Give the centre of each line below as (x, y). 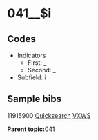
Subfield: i (31, 77)
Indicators (31, 55)
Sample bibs (35, 99)
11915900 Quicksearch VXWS (49, 115)
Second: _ (42, 70)
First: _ (37, 63)
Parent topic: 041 (31, 129)
